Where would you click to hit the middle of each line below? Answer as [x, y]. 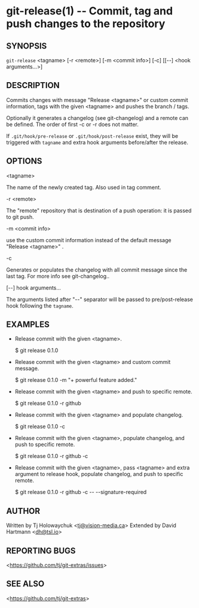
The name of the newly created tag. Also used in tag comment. [84, 187]
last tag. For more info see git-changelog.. [58, 276]
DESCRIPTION [33, 85]
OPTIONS [24, 161]
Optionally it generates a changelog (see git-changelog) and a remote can [97, 118]
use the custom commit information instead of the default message [89, 240]
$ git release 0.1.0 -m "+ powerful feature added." [76, 380]
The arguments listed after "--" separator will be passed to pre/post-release [99, 299]
